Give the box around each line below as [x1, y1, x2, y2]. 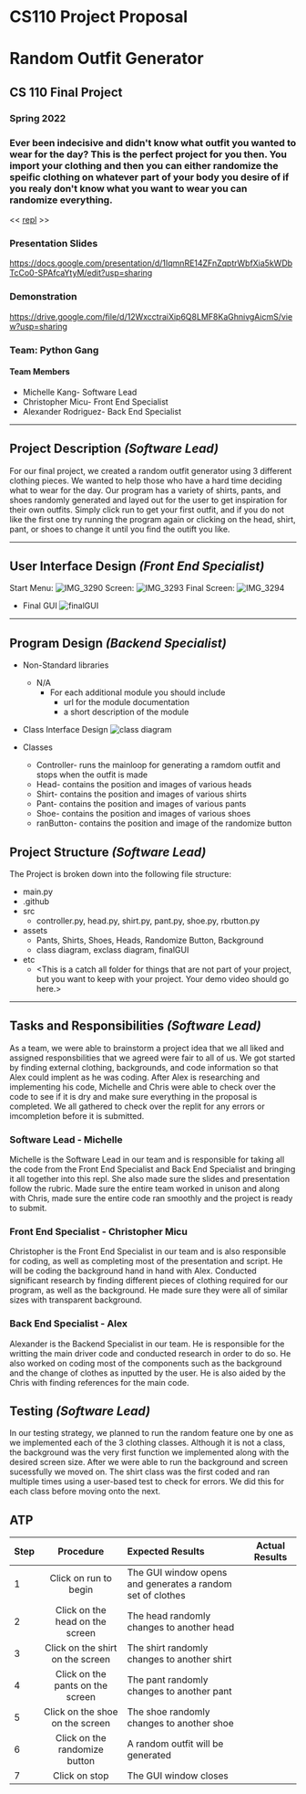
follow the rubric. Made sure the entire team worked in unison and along [9, 1183, 280, 1194]
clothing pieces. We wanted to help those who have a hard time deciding [9, 475, 282, 486]
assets [22, 924, 48, 935]
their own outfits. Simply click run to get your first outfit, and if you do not [9, 504, 285, 515]
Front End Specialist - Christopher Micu [9, 1225, 189, 1238]
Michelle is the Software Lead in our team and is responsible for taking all [9, 1154, 285, 1166]
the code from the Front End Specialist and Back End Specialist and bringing [9, 1164, 296, 1175]
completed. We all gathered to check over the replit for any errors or [9, 1101, 266, 1112]
